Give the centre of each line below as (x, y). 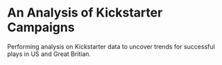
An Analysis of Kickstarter (85, 13)
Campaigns (41, 27)
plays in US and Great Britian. (49, 54)
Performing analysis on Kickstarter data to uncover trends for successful (111, 46)
